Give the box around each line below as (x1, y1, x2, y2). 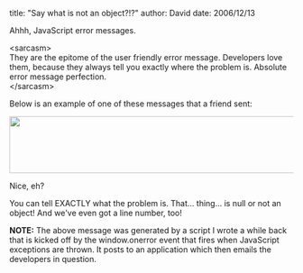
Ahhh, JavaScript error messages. (9, 25, 137, 35)
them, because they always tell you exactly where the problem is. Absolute (9, 62, 287, 72)
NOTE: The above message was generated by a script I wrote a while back (9, 225, 287, 235)
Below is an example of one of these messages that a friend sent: (9, 98, 252, 109)
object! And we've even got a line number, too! (9, 207, 183, 218)
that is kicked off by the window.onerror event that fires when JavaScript (9, 234, 280, 245)
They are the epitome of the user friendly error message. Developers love (9, 52, 283, 62)
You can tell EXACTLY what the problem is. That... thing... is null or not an (9, 198, 281, 208)
